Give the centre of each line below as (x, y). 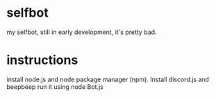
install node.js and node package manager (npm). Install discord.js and (108, 79)
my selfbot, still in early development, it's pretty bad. (82, 32)
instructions (42, 60)
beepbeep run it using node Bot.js (55, 87)
